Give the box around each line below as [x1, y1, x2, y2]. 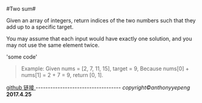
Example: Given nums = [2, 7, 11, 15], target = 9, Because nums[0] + [21, 65, 189, 72]
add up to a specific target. [6, 24, 74, 30]
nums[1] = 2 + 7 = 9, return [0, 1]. [21, 71, 104, 78]
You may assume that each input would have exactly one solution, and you [6, 35, 192, 42]
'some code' [6, 53, 37, 60]
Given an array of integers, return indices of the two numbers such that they [6, 17, 196, 24]
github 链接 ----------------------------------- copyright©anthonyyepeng [6, 84, 191, 91]
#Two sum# [6, 5, 36, 12]
